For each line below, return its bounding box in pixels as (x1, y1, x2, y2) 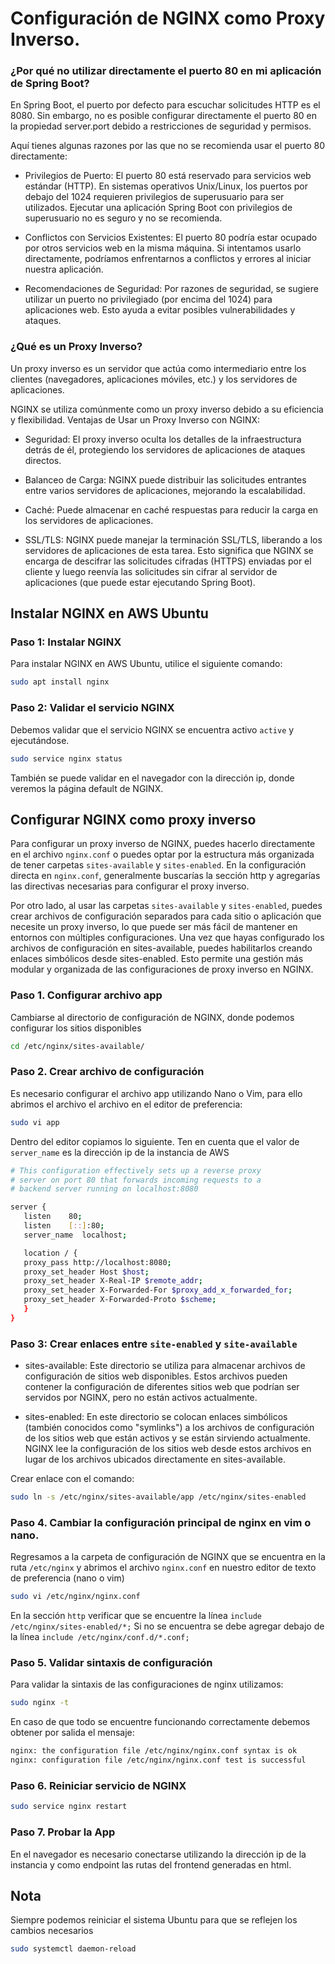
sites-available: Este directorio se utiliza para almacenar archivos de (24, 1360, 306, 1372)
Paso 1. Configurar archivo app (10, 988, 163, 1002)
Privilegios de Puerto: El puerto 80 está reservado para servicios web (24, 170, 312, 182)
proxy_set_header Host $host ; (23, 1267, 150, 1277)
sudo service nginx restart (10, 1802, 128, 1812)
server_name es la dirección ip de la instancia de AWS (10, 1146, 230, 1158)
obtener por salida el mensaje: (10, 1727, 135, 1739)
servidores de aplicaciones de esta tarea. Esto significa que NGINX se (24, 544, 314, 556)
